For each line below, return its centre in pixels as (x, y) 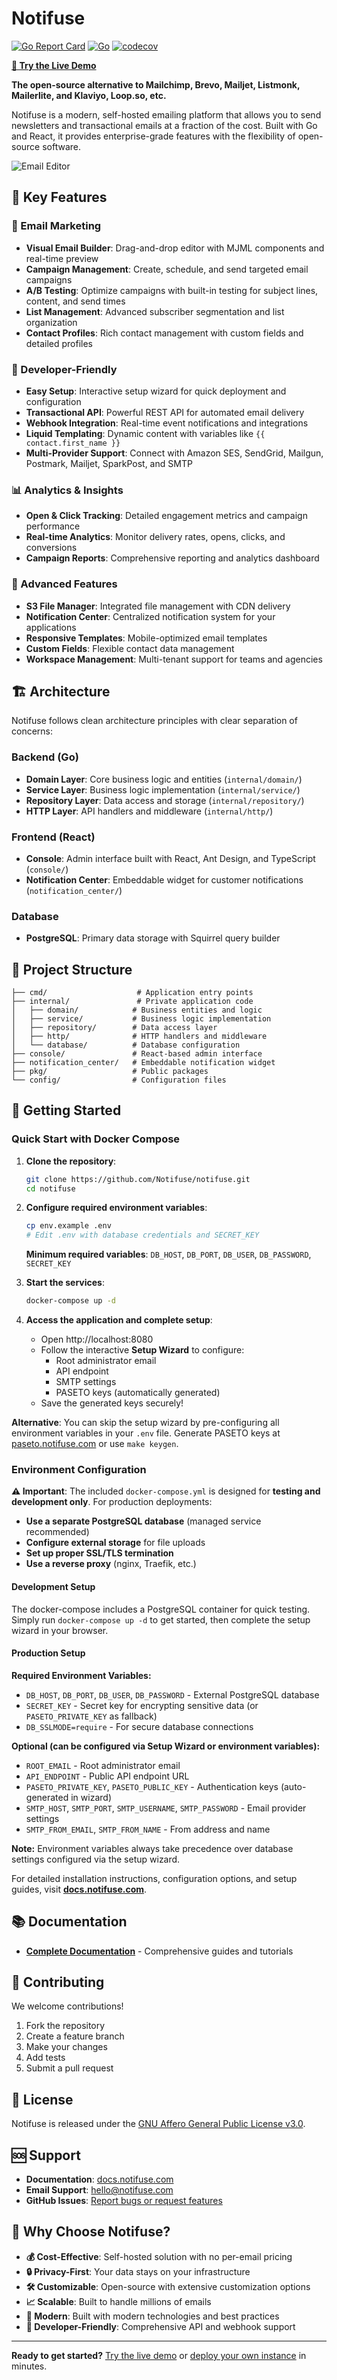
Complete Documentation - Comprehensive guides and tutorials (159, 1951)
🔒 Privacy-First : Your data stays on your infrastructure (138, 2271)
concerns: (32, 731)
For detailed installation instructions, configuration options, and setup (154, 1878)
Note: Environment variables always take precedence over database (152, 1848)
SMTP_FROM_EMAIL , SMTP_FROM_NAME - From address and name (148, 1829)
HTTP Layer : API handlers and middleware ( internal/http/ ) (149, 811)
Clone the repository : (71, 1161)
